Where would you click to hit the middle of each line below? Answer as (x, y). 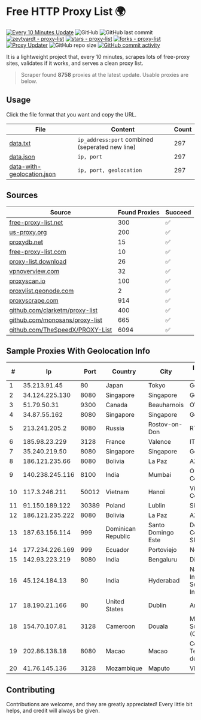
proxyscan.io (28, 281)
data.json (22, 157)
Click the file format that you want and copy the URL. (71, 114)
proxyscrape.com (34, 300)
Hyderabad (164, 581)
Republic (118, 536)
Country (124, 372)
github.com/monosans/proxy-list (56, 320)
